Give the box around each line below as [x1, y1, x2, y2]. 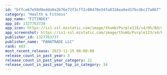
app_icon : [5, 26, 26, 31]
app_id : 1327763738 [5, 21, 46, 26]
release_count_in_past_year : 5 [5, 53, 70, 58]
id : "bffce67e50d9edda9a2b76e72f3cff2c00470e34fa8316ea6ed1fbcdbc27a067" [5, 7, 162, 12]
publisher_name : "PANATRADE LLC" [5, 39, 75, 44]
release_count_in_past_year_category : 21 [5, 58, 92, 63]
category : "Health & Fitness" [5, 12, 68, 17]
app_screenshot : [5, 30, 39, 35]
